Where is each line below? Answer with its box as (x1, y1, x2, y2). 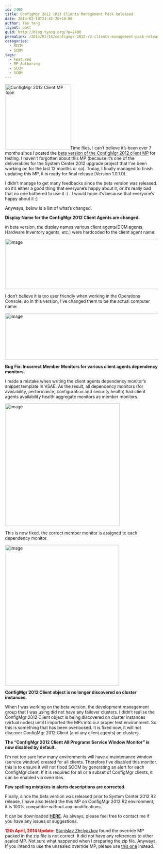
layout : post (5, 25, 32, 30)
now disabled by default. (5, 744, 56, 750)
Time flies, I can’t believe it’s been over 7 (70, 145, 152, 151)
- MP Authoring (9, 61, 40, 66)
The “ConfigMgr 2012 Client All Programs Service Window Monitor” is (5, 739, 149, 745)
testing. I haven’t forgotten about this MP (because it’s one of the (5, 155, 135, 161)
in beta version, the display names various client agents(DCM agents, (5, 224, 144, 230)
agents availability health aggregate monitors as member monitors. (5, 394, 139, 400)
